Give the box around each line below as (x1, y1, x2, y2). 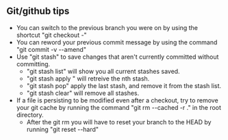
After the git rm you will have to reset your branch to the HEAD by (26, 117, 212, 126)
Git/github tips (6, 5, 70, 17)
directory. (16, 111, 44, 119)
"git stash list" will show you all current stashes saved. (26, 67, 180, 75)
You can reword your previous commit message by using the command (16, 38, 218, 46)
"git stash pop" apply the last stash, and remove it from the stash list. (26, 81, 222, 89)
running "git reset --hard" (26, 125, 99, 133)
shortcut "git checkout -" (16, 31, 87, 39)
